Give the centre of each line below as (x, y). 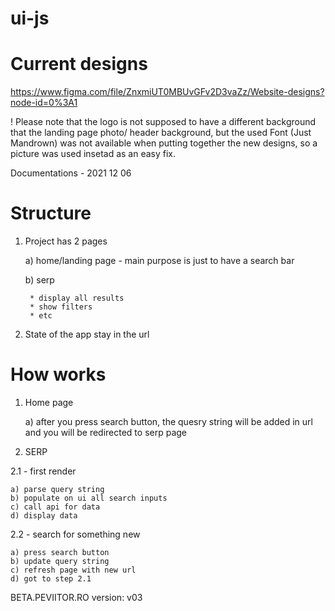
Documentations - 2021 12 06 (71, 173)
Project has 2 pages (66, 241)
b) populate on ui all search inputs (89, 498)
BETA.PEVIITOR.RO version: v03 (76, 597)
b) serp (39, 280)
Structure (51, 213)
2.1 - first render (43, 471)
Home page (49, 402)
